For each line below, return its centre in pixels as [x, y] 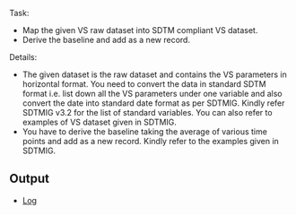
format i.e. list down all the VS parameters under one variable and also [152, 94]
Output [29, 179]
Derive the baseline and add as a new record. [106, 40]
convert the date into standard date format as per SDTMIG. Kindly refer [153, 103]
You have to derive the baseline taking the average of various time [144, 132]
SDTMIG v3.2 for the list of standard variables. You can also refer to [147, 112]
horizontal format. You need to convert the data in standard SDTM [144, 84]
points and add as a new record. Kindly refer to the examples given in [151, 141]
